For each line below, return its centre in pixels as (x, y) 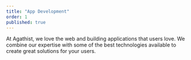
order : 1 (17, 17)
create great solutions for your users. (51, 51)
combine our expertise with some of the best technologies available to (91, 45)
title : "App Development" (38, 11)
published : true (26, 22)
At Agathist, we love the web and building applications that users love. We (95, 39)
